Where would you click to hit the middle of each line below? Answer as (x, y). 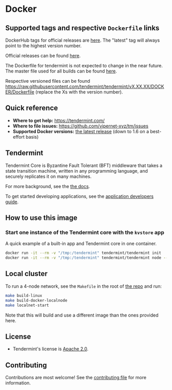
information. (18, 383)
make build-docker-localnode (36, 300)
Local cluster (26, 274)
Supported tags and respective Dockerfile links (82, 28)
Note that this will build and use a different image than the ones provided (82, 315)
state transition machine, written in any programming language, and (77, 171)
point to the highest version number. (44, 46)
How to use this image (41, 218)
